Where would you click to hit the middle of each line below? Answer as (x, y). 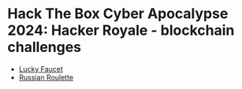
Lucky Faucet (41, 69)
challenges (45, 47)
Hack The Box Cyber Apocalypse (118, 14)
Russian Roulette (46, 77)
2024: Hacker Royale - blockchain (121, 30)
